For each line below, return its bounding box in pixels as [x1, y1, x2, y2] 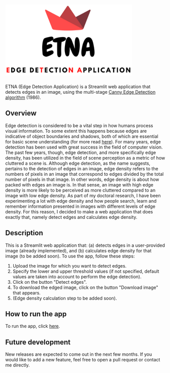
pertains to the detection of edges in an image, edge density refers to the [5, 165, 158, 171]
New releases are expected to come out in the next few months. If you [5, 351, 152, 357]
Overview [5, 109, 37, 118]
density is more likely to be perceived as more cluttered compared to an [5, 187, 156, 193]
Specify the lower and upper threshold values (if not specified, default [12, 268, 159, 274]
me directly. [5, 362, 30, 368]
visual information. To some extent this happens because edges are [5, 128, 147, 134]
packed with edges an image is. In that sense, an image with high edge [5, 181, 154, 188]
